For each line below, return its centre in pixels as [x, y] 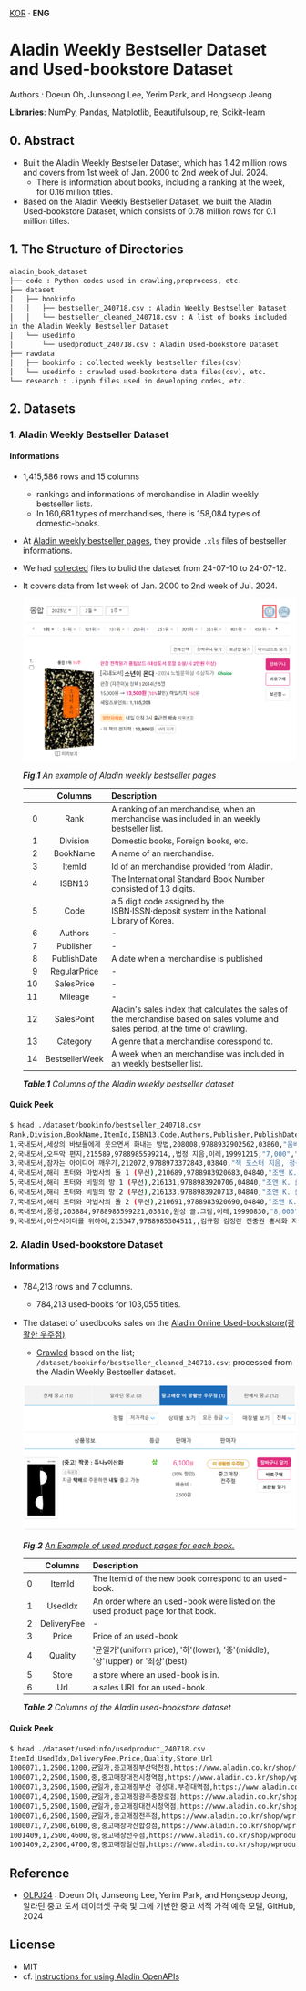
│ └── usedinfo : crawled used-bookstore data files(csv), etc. [138, 372]
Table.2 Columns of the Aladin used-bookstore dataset [127, 1708]
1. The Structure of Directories [97, 250]
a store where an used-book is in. [156, 1674]
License [32, 1945]
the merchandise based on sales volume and [195, 1018]
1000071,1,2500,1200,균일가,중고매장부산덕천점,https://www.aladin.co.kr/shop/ [153, 1768]
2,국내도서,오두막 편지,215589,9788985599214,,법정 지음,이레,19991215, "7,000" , [152, 1154]
